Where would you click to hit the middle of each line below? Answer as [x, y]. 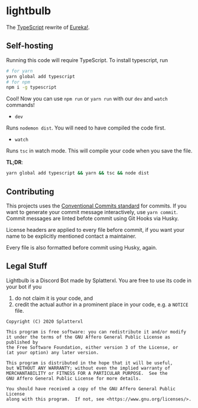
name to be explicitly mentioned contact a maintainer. [72, 236]
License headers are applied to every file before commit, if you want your [95, 229]
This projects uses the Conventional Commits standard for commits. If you [97, 206]
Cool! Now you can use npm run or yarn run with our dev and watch [87, 99]
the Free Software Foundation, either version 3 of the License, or [92, 347]
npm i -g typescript [32, 88]
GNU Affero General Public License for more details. [74, 378]
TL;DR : [15, 162]
